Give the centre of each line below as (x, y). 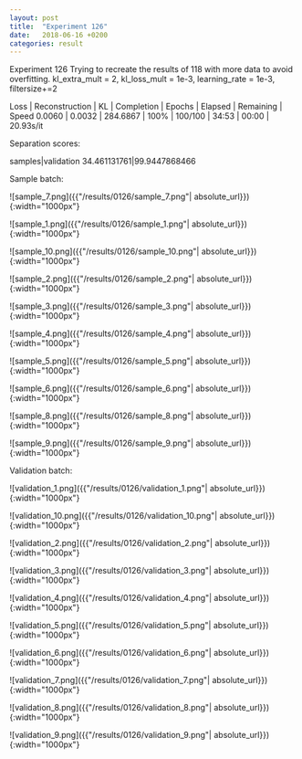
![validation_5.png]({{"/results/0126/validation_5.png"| (110, 626)
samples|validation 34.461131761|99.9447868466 (103, 162)
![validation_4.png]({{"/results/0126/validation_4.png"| (111, 598)
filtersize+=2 (33, 89)
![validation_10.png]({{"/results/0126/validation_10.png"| (114, 516)
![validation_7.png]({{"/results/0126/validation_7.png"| (110, 680)
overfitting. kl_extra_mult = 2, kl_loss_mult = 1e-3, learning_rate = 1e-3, (142, 79)
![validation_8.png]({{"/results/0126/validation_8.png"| (111, 708)
